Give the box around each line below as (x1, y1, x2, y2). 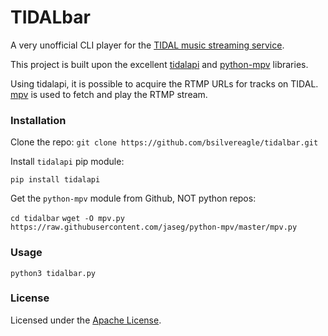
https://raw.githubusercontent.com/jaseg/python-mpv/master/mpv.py (10, 222, 298, 233)
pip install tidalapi (10, 175, 101, 185)
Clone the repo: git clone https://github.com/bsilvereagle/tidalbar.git (10, 136, 319, 148)
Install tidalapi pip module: (10, 156, 125, 168)
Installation (10, 113, 67, 127)
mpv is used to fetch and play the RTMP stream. (10, 88, 208, 100)
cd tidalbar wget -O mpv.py (10, 214, 125, 224)
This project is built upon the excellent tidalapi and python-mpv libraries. (10, 58, 309, 70)
